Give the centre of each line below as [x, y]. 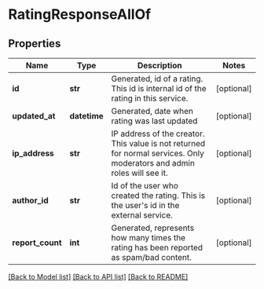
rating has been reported [157, 247]
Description [159, 66]
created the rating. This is [158, 196]
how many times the [148, 238]
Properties [35, 44]
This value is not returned [158, 143]
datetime [86, 116]
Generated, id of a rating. [157, 79]
